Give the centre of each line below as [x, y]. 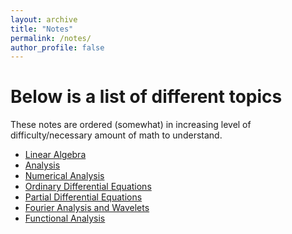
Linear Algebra [55, 155]
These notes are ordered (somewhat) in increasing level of [131, 125]
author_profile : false [57, 47]
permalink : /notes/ [51, 38]
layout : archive [44, 19]
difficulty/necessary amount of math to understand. [116, 135]
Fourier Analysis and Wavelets [87, 208]
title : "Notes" [42, 29]
